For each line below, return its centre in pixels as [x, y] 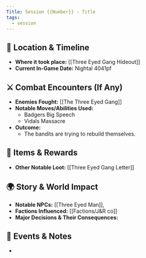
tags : [13, 17]
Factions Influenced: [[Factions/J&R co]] [66, 211]
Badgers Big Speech [49, 115]
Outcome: [28, 127]
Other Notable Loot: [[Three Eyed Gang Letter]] [75, 167]
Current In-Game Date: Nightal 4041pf [63, 68]
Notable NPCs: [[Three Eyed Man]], [59, 204]
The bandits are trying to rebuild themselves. [80, 134]
